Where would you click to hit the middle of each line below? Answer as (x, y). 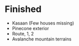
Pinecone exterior (30, 28)
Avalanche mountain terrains (42, 39)
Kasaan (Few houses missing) (43, 23)
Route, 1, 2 (23, 33)
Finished (23, 9)
